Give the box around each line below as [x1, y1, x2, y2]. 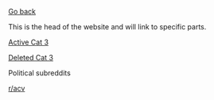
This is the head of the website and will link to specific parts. [8, 22, 207, 31]
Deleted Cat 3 [8, 53, 54, 62]
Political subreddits [8, 68, 72, 78]
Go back [8, 7, 37, 16]
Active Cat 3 [8, 37, 49, 47]
